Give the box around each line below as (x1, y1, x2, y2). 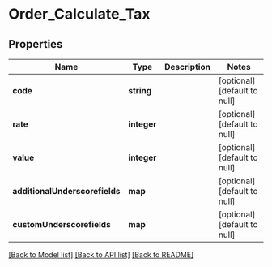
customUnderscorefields (12, 219, 111, 230)
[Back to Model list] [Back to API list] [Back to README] (8, 250, 194, 260)
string (128, 85, 152, 96)
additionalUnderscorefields (12, 186, 121, 196)
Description (164, 62, 210, 72)
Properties (8, 37, 63, 51)
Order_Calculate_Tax (8, 5, 151, 24)
